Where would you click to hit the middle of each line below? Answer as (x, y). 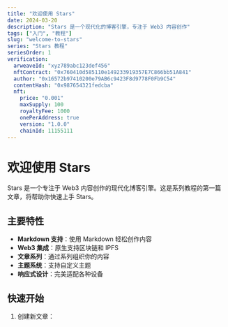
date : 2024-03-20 (32, 20)
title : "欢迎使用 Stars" (41, 14)
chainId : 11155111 (46, 131)
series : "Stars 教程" (38, 46)
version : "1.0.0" (45, 124)
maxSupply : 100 (42, 105)
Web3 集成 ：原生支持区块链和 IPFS (68, 248)
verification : (28, 59)
